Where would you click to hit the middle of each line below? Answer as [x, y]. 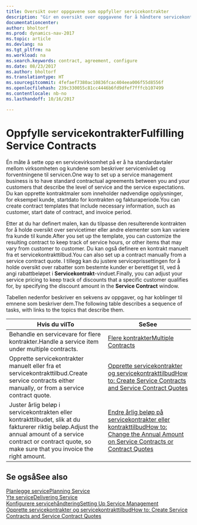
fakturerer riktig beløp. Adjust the [54, 427]
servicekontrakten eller [41, 412]
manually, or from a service [47, 387]
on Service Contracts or [141, 442]
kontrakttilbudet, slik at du [45, 419]
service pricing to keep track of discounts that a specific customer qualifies [97, 279]
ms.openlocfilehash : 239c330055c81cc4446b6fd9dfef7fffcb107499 [85, 88]
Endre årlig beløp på [135, 412]
